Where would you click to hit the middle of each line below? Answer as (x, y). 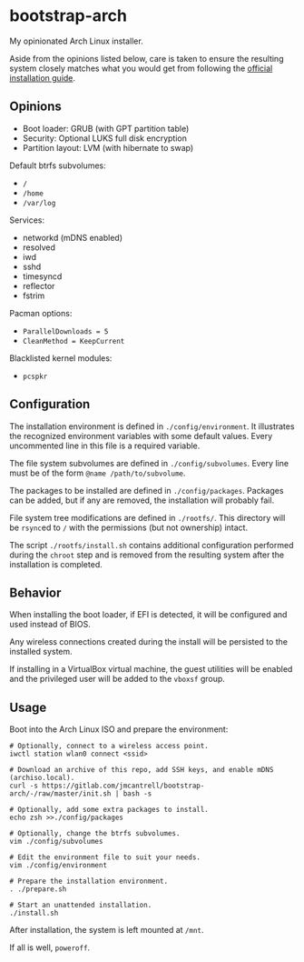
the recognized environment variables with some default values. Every (141, 436)
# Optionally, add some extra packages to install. (109, 810)
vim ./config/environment (58, 866)
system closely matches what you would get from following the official (141, 68)
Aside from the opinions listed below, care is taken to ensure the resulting (147, 58)
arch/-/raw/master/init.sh (60, 794)
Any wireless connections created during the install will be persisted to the (149, 642)
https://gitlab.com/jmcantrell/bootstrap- (123, 786)
